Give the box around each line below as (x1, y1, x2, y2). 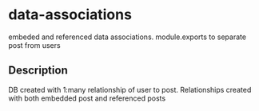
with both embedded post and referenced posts (8, 93, 166, 103)
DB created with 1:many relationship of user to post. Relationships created (8, 85, 252, 94)
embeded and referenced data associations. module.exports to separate (8, 32, 246, 42)
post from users (8, 40, 62, 50)
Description (8, 64, 68, 77)
